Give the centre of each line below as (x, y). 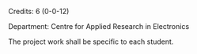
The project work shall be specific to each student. (91, 41)
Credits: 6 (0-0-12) (39, 11)
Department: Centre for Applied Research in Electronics (99, 26)
